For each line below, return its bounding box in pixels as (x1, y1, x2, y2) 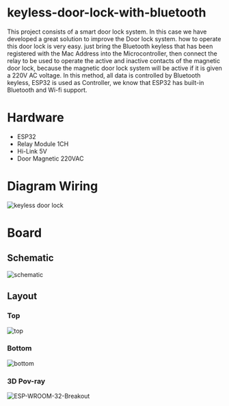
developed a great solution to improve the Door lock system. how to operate (7, 34, 221, 43)
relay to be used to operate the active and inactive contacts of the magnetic (7, 56, 221, 64)
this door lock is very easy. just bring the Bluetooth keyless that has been (7, 42, 213, 50)
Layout (7, 290, 38, 302)
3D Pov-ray (7, 376, 46, 385)
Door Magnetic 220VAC (16, 154, 84, 163)
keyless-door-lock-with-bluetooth (7, 5, 206, 21)
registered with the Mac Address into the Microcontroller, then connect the (7, 49, 217, 58)
